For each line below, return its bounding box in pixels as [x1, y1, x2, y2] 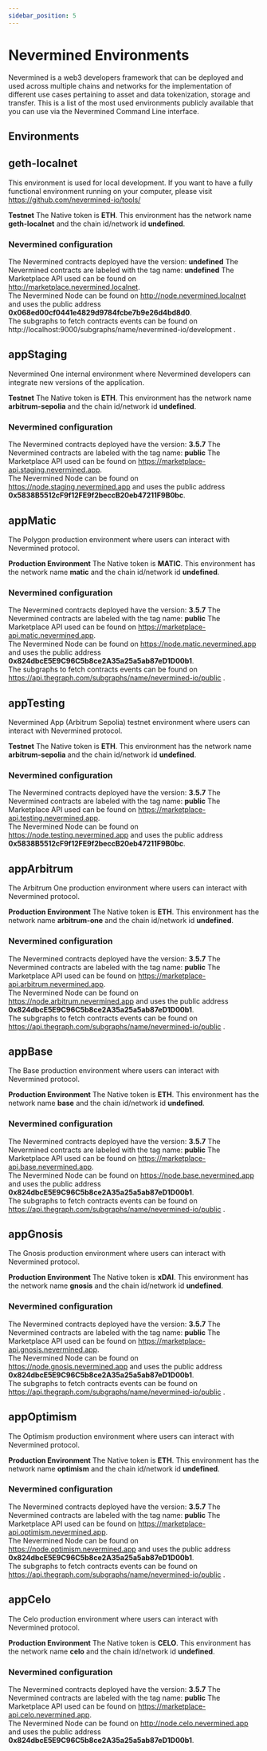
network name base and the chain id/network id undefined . [8, 1099, 205, 1108]
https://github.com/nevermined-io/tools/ [8, 195, 141, 204]
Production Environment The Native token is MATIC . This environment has [8, 558, 256, 568]
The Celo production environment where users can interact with [8, 1614, 218, 1623]
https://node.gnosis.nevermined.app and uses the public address [8, 1361, 223, 1371]
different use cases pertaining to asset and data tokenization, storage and [8, 89, 251, 99]
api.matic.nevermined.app [8, 631, 94, 640]
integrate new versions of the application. [8, 377, 145, 387]
